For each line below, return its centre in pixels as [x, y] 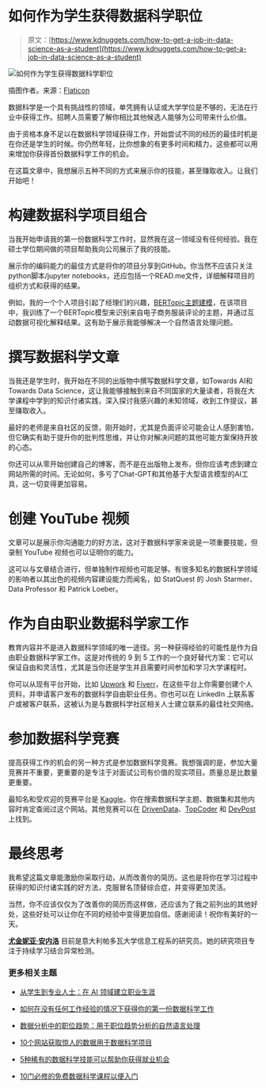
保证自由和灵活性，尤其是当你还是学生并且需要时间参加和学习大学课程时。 [129, 667]
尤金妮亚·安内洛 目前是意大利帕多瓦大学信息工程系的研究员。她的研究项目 [128, 941]
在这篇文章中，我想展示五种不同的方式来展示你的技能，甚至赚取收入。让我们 [133, 170]
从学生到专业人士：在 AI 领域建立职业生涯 [87, 991]
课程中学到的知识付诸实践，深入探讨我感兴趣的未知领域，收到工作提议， [133, 400]
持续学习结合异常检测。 [60, 950]
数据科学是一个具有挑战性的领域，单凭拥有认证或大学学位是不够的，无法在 [129, 107]
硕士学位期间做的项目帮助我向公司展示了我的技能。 [91, 249]
